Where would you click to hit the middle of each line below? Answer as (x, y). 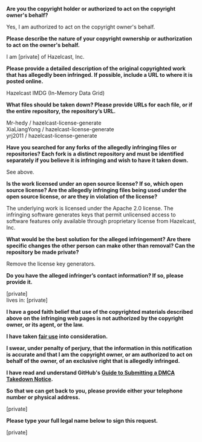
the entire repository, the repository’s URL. (61, 111)
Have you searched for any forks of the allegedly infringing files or (92, 147)
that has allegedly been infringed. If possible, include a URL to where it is (99, 75)
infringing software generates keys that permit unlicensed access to (91, 215)
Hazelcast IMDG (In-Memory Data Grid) (55, 93)
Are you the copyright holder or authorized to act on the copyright (91, 9)
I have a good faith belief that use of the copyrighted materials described (100, 312)
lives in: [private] (27, 300)
